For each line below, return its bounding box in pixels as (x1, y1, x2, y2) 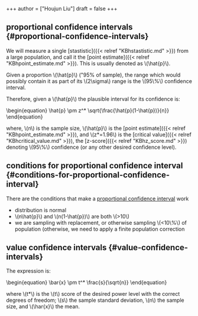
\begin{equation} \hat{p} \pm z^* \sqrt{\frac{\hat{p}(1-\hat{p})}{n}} (6, 107, 170, 114)
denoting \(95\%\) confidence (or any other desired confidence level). (6, 143, 177, 151)
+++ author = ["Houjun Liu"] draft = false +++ (6, 5, 118, 12)
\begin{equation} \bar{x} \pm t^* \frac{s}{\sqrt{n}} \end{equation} (6, 279, 167, 286)
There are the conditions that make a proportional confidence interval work (6, 195, 189, 202)
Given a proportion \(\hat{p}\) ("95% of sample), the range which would (6, 71, 181, 78)
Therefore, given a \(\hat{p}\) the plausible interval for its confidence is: (6, 95, 180, 103)
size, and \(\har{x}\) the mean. (6, 303, 80, 310)
